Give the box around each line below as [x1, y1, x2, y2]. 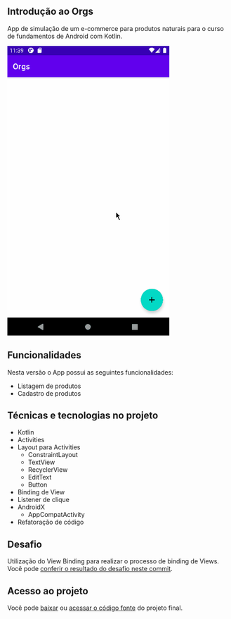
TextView [27, 458, 55, 467]
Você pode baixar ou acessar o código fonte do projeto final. [7, 604, 183, 612]
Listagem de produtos [17, 382, 81, 390]
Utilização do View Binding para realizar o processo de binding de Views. [7, 557, 220, 565]
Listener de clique [17, 496, 70, 504]
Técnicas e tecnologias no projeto [7, 410, 159, 422]
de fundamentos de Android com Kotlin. [7, 32, 123, 40]
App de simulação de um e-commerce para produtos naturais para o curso [7, 24, 225, 32]
